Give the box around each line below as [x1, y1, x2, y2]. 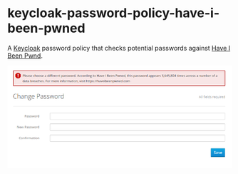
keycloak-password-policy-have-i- [7, 5, 219, 21]
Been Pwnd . [7, 51, 43, 60]
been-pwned [7, 20, 86, 36]
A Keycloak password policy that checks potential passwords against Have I [7, 43, 231, 52]
